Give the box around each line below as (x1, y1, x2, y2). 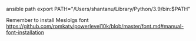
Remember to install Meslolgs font (6, 17, 89, 23)
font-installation (6, 29, 45, 36)
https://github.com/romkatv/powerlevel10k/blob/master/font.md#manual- (6, 23, 184, 29)
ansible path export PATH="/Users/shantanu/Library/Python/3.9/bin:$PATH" (6, 6, 191, 12)
